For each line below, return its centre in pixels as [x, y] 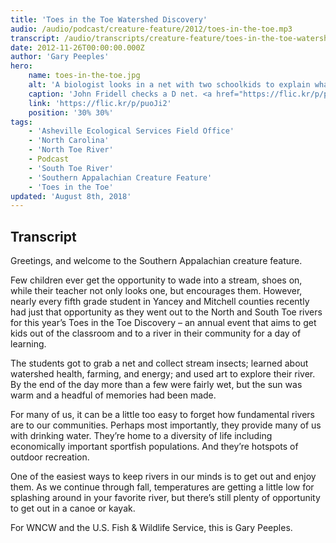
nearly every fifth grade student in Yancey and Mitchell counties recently [160, 302]
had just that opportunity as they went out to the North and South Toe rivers [166, 312]
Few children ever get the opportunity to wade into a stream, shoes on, [156, 280]
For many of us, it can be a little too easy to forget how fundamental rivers [162, 415]
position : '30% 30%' [71, 112]
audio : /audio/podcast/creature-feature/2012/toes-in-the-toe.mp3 [151, 29]
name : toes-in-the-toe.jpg [84, 76]
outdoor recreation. [50, 457]
